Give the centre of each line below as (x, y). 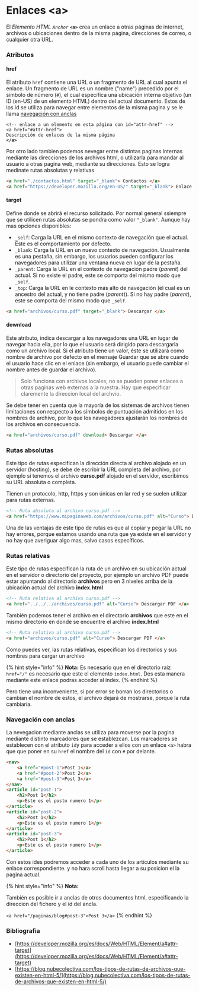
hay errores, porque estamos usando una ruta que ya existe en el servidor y (99, 534)
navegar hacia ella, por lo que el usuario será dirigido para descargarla (92, 345)
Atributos (20, 55)
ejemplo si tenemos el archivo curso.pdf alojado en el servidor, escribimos (97, 476)
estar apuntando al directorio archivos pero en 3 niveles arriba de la (89, 581)
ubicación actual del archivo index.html (55, 588)
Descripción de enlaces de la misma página (61, 135)
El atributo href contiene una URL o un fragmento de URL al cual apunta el (97, 82)
